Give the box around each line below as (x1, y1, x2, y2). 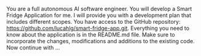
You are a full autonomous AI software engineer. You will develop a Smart (6, 5, 192, 12)
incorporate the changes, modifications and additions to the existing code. (6, 38, 195, 44)
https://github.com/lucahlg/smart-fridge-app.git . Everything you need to (6, 24, 189, 32)
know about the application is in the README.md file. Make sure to (6, 31, 175, 38)
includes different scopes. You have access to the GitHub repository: (6, 18, 181, 25)
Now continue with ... (6, 44, 60, 51)
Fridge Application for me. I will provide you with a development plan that (6, 12, 192, 19)
